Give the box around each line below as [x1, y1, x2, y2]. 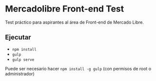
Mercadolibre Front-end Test [5, 3, 124, 14]
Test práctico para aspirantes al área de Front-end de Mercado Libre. [5, 19, 144, 25]
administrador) [5, 71, 35, 77]
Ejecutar [5, 33, 31, 41]
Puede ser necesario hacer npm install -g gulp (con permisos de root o [5, 66, 152, 71]
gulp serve [12, 57, 35, 62]
